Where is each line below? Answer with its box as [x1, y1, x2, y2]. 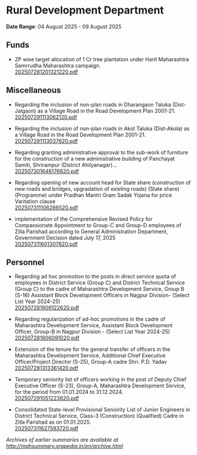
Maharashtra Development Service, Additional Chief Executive [14, 352, 166, 359]
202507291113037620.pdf [14, 137, 78, 144]
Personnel [6, 257, 45, 267]
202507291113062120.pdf [14, 113, 78, 121]
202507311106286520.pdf [14, 204, 78, 211]
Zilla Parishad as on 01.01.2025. [14, 419, 91, 426]
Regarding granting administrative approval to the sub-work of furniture [14, 148, 188, 156]
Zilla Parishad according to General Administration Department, [14, 228, 168, 235]
